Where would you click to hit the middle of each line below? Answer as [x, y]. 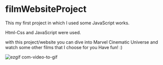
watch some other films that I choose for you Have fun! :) [64, 47]
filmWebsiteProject [46, 9]
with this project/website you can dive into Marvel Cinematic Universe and [82, 42]
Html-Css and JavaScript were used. [43, 32]
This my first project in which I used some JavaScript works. [67, 23]
